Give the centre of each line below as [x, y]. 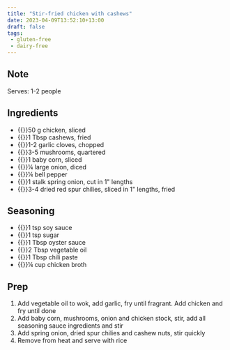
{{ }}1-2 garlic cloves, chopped [61, 144]
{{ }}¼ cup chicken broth [52, 265]
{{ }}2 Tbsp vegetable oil [52, 250]
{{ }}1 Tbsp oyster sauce [51, 243]
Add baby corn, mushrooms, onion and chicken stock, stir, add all [111, 319]
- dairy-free [29, 46]
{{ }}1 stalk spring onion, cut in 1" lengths [75, 181]
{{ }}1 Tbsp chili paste [47, 257]
